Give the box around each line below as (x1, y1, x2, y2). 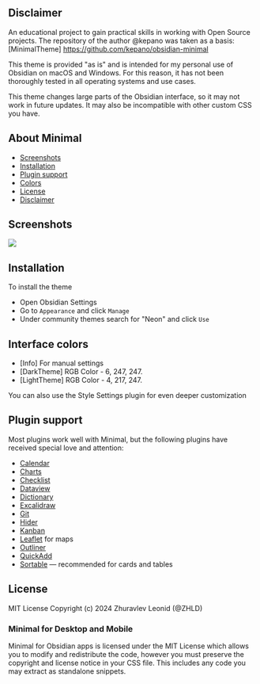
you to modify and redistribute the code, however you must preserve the (8, 649, 245, 659)
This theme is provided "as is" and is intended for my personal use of (8, 59, 234, 69)
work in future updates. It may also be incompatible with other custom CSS (8, 100, 252, 109)
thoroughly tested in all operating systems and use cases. (8, 76, 196, 86)
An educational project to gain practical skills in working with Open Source (8, 27, 251, 36)
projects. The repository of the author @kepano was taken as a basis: (8, 36, 235, 45)
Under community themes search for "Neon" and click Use (19, 315, 209, 324)
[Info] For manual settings (19, 358, 104, 368)
